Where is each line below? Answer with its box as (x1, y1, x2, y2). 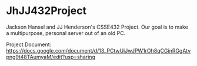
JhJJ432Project (6, 4, 87, 18)
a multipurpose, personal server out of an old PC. (6, 29, 126, 36)
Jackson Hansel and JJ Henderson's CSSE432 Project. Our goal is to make (6, 23, 188, 30)
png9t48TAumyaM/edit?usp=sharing (6, 53, 96, 60)
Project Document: (6, 41, 52, 48)
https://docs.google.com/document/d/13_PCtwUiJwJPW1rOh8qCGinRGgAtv (6, 47, 191, 54)
